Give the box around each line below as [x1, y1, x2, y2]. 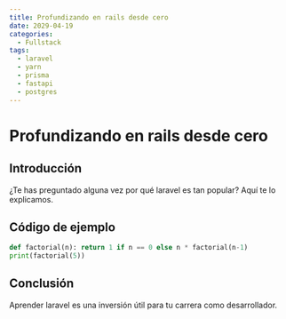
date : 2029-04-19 [9, 21, 74, 30]
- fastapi [17, 79, 53, 88]
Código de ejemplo [9, 219, 115, 235]
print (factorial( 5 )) [9, 251, 86, 260]
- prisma [17, 71, 50, 80]
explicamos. [9, 194, 53, 204]
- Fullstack [17, 37, 62, 47]
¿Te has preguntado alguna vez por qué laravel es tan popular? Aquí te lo [9, 184, 276, 195]
